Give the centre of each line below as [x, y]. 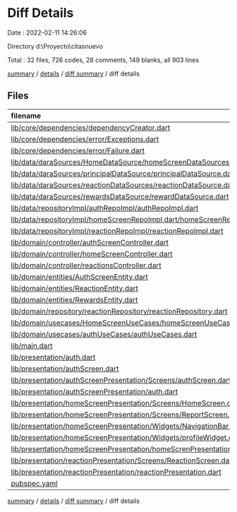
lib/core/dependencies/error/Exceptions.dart [85, 139]
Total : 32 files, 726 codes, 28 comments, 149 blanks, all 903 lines [103, 60]
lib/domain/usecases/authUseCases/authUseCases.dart [104, 334]
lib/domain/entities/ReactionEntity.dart [75, 288]
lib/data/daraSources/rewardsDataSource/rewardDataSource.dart [120, 196]
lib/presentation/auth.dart [53, 357]
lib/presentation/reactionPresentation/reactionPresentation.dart [116, 472]
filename [26, 116]
